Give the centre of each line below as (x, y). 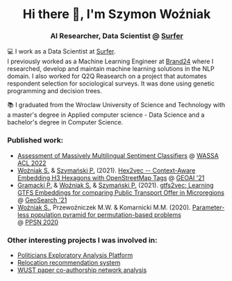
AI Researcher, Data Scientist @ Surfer (117, 36)
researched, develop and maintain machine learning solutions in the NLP (111, 69)
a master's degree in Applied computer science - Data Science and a (106, 115)
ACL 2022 (32, 163)
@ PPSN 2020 (38, 222)
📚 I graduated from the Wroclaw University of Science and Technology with (116, 105)
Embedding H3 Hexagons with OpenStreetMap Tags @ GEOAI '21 (111, 177)
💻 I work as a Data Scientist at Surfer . (61, 51)
